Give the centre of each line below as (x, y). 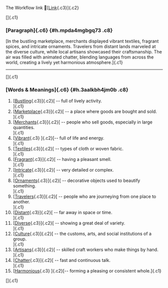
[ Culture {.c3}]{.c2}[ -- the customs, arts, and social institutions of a (82, 233)
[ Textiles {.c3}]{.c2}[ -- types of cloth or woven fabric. (68, 148)
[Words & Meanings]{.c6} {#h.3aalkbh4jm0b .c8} (67, 90)
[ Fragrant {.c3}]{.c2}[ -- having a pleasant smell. (62, 159)
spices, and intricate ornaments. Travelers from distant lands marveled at (81, 46)
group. (20, 239)
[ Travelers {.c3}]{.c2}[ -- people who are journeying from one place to (84, 196)
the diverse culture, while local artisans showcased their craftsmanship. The (84, 52)
